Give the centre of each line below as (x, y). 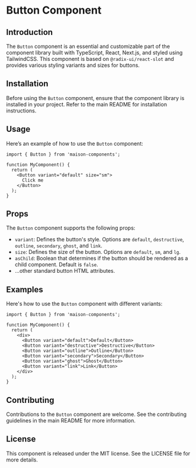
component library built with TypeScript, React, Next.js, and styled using (94, 53)
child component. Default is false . (57, 264)
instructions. (21, 111)
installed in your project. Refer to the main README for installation (87, 104)
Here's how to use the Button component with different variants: (84, 304)
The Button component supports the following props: (71, 228)
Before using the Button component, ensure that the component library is (95, 98)
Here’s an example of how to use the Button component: (75, 143)
